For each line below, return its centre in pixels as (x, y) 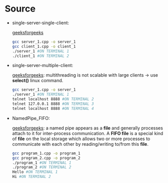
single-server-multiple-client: (43, 66)
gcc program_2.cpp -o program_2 (46, 158)
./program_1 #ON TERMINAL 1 (41, 163)
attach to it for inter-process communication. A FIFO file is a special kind (88, 133)
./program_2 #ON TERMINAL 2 (41, 167)
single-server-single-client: (40, 23)
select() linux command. (38, 81)
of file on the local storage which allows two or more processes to (81, 139)
